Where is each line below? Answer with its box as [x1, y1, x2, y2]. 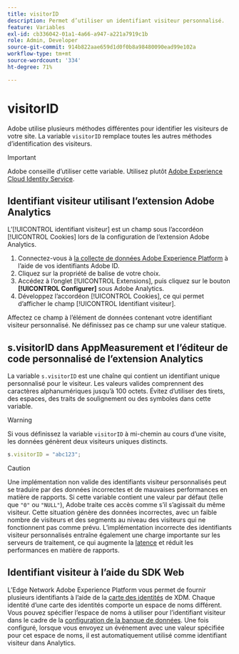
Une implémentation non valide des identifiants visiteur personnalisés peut [7, 478, 227, 486]
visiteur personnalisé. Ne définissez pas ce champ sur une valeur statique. [7, 321, 227, 329]
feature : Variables [7, 24, 66, 31]
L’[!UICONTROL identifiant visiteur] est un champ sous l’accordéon [7, 225, 204, 234]
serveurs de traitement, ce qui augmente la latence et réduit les [7, 538, 194, 547]
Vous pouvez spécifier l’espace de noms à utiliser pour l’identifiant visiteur [7, 608, 226, 617]
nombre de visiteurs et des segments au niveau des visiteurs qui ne [7, 516, 206, 524]
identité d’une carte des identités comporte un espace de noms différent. [7, 601, 223, 609]
